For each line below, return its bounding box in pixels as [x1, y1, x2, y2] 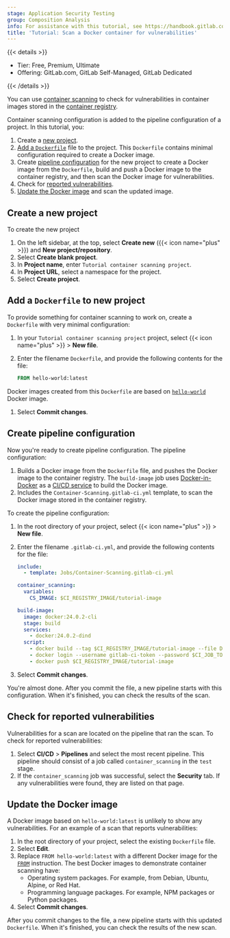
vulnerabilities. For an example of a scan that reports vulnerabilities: [7, 824, 199, 832]
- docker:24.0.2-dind [29, 632, 91, 640]
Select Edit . [16, 845, 50, 853]
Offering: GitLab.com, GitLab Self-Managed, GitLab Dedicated [16, 69, 192, 77]
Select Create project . [16, 275, 81, 283]
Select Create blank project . [16, 253, 98, 261]
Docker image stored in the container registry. [16, 495, 147, 504]
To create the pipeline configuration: [7, 509, 110, 517]
